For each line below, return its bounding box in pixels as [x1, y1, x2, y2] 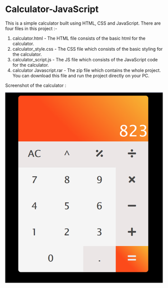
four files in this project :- [5, 25, 57, 31]
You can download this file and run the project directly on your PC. [12, 72, 150, 78]
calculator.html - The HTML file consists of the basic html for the [12, 35, 146, 41]
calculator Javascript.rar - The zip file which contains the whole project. [12, 67, 161, 73]
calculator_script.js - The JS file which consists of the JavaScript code [12, 56, 158, 62]
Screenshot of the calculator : [5, 82, 66, 88]
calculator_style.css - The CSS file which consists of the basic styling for [12, 46, 163, 52]
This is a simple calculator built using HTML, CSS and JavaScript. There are [5, 20, 161, 26]
